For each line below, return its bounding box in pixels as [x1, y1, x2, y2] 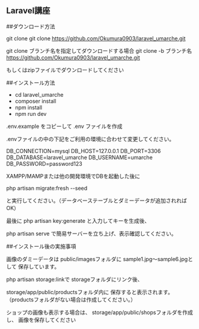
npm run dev [14, 110, 47, 117]
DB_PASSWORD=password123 [6, 160, 82, 167]
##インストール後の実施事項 [6, 243, 76, 250]
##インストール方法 [6, 79, 55, 86]
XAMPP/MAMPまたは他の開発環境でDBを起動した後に [6, 172, 140, 180]
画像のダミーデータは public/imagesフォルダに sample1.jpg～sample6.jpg [6, 255, 188, 262]
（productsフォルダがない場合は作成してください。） [6, 296, 136, 303]
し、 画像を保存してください [6, 316, 76, 323]
